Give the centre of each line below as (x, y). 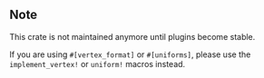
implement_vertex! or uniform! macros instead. (98, 63)
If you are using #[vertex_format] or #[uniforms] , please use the (130, 54)
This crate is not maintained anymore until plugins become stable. (132, 36)
